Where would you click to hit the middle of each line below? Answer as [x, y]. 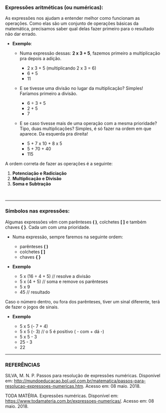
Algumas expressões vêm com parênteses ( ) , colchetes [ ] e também [76, 222]
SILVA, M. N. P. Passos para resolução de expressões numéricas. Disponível [83, 375]
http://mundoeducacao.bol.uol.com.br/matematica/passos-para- [80, 381]
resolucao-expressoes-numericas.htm [44, 386]
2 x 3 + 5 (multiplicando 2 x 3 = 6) [62, 68]
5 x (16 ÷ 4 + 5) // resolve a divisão [55, 276]
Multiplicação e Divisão [37, 179]
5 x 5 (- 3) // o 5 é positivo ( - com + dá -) [62, 331]
